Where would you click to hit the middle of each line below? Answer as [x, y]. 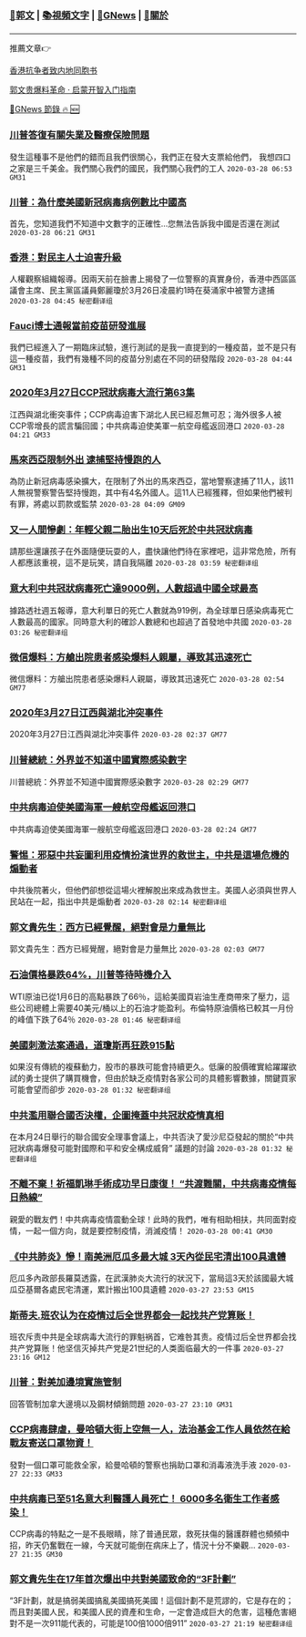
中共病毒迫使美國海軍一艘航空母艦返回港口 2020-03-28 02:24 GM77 [133, 829]
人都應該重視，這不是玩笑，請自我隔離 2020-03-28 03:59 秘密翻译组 [134, 562]
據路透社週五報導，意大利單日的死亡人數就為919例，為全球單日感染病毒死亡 [152, 610]
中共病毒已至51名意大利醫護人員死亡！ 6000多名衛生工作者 [140, 1498]
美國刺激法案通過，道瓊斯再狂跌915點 [92, 1045]
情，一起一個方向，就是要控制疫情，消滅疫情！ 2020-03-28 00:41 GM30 [141, 1230]
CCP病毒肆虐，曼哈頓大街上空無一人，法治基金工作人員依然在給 [150, 1429]
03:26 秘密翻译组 [39, 633]
